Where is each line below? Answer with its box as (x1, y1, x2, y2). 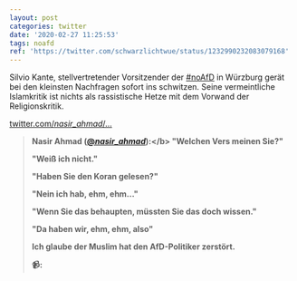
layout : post (9, 13, 59, 23)
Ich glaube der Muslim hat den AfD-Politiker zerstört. (31, 241, 235, 252)
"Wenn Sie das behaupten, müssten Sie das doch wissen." (31, 206, 257, 218)
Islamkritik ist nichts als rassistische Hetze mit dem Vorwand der (9, 92, 250, 102)
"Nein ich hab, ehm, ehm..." (31, 189, 139, 199)
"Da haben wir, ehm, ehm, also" (31, 224, 154, 235)
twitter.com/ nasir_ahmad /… (9, 119, 113, 130)
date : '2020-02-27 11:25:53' (9, 30, 120, 39)
